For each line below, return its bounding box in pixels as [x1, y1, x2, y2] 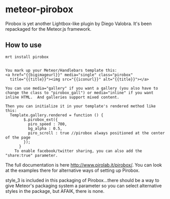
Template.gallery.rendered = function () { [10, 113, 103, 118]
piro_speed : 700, [27, 121, 67, 126]
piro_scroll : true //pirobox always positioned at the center [27, 130, 165, 136]
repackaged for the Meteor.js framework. [5, 26, 92, 32]
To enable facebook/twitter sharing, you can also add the [14, 148, 143, 153]
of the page [5, 135, 31, 140]
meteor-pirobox [5, 4, 74, 15]
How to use [5, 41, 42, 50]
